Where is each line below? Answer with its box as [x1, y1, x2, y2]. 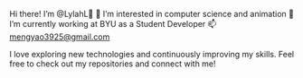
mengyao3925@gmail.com [9, 31, 110, 42]
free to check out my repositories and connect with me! [9, 58, 216, 69]
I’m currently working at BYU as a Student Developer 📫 [9, 19, 217, 29]
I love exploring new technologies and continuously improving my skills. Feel [9, 49, 295, 59]
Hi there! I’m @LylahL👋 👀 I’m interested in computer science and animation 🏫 [9, 9, 294, 19]
